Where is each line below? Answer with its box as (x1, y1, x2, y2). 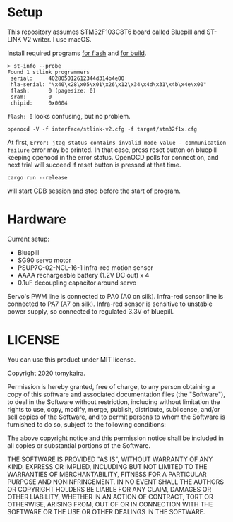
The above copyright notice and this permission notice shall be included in (7, 434, 224, 442)
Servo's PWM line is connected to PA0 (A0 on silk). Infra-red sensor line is (7, 292, 224, 300)
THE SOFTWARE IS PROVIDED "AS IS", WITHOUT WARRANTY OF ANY (7, 455, 213, 463)
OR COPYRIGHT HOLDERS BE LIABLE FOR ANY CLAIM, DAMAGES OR (7, 485, 212, 493)
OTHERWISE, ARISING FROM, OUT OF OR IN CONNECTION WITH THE (7, 499, 213, 509)
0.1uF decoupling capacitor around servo (17, 278, 137, 287)
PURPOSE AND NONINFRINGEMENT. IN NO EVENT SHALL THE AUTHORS (7, 477, 225, 486)
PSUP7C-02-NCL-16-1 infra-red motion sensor (17, 263, 154, 272)
